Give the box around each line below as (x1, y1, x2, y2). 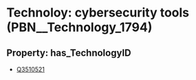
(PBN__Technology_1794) (6, 19, 153, 35)
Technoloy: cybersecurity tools (6, 5, 190, 21)
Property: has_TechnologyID (6, 47, 131, 59)
